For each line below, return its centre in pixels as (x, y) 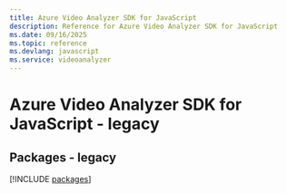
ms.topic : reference (49, 43)
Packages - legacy (63, 157)
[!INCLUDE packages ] (50, 179)
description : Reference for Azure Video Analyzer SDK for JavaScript (144, 26)
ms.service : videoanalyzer (60, 60)
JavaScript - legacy (85, 124)
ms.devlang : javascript (54, 52)
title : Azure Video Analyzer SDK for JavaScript (103, 18)
